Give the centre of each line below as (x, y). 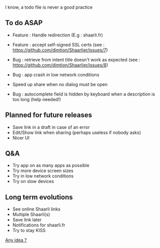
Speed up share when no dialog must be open (60, 84)
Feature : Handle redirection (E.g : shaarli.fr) (58, 35)
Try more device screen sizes (43, 171)
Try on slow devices (33, 181)
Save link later (27, 220)
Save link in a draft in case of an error (51, 127)
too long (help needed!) (37, 99)
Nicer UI (21, 137)
